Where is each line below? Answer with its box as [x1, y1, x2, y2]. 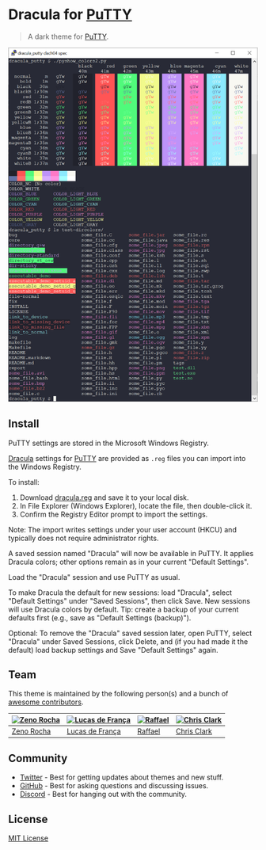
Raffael [137, 726, 161, 736]
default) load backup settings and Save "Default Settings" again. [8, 645, 219, 654]
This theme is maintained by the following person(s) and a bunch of [8, 689, 229, 699]
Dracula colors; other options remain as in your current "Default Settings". [8, 557, 249, 566]
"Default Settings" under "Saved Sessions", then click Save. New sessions [8, 596, 251, 605]
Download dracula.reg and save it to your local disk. [19, 493, 189, 502]
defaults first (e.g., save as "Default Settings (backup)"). [8, 612, 192, 623]
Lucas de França [66, 726, 121, 736]
